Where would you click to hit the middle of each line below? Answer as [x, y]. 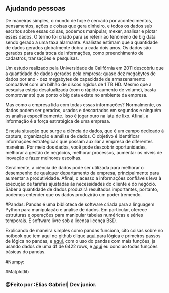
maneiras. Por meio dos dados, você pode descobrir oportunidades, [76, 147]
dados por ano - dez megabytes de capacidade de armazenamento [75, 79]
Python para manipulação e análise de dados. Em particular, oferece [76, 209]
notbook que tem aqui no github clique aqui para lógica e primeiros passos [83, 236]
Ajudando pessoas [35, 8]
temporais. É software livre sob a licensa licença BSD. [61, 221]
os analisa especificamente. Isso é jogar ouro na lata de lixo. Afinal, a [77, 116]
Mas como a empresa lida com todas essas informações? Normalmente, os [83, 105]
